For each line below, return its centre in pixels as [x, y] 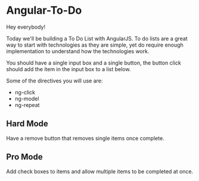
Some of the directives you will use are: [55, 81]
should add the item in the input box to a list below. [69, 69]
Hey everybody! [26, 27]
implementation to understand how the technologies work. [78, 51]
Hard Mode [27, 124]
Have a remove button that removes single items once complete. [85, 138]
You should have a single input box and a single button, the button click [94, 63]
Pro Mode [24, 157]
